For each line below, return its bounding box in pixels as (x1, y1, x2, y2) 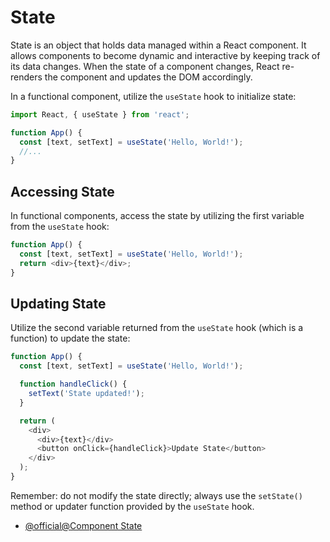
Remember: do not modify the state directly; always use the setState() (10, 489, 303, 501)
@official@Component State (24, 519, 143, 531)
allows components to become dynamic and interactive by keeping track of (10, 49, 321, 61)
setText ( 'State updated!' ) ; (28, 389, 145, 399)
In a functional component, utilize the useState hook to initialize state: (10, 90, 297, 102)
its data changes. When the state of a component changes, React (10, 60, 280, 72)
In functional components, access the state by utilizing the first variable (10, 210, 305, 222)
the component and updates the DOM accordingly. (44, 71, 253, 83)
